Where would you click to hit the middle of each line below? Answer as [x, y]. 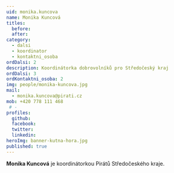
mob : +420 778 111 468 [35, 101]
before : [21, 29]
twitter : [23, 130]
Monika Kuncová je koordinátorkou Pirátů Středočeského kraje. [85, 163]
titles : [16, 23]
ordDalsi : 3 [21, 74]
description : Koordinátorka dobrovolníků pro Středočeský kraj [88, 68]
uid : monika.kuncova [32, 12]
